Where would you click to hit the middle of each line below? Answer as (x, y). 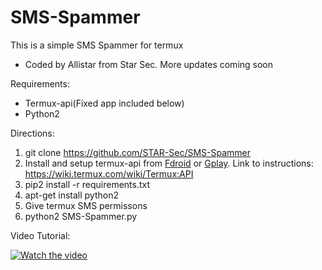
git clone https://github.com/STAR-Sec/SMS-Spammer (138, 152)
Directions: (32, 133)
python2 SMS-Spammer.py (81, 216)
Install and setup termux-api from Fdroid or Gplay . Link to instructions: (169, 163)
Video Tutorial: (40, 235)
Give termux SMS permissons (86, 205)
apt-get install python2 (71, 195)
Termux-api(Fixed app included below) (104, 103)
